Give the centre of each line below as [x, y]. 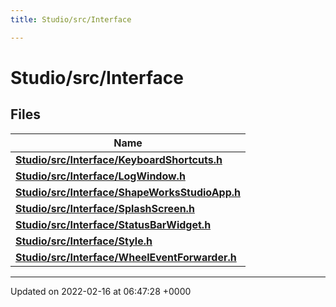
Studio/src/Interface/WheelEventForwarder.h [126, 257]
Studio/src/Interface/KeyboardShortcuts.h [119, 159]
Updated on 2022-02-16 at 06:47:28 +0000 [101, 291]
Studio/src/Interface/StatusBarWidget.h [113, 224]
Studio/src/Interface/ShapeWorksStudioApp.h [128, 192]
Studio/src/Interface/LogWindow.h [100, 176]
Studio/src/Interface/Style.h [84, 241]
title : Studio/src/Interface [71, 19]
